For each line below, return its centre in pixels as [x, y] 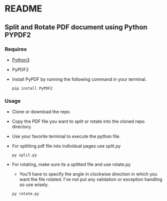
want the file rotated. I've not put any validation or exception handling [91, 180]
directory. [22, 127]
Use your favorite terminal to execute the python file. [66, 136]
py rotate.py [25, 194]
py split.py [24, 155]
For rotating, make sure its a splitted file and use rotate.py [71, 165]
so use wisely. [34, 185]
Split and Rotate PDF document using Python [76, 27]
